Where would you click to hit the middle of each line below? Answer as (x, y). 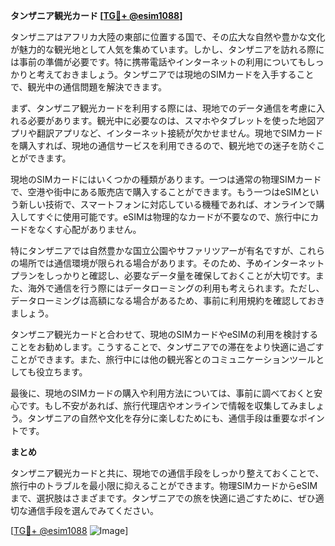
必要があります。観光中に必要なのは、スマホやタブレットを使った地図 (172, 120)
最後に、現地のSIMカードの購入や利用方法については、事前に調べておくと (162, 393)
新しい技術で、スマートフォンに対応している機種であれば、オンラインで (167, 204)
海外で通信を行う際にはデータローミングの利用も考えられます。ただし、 (176, 288)
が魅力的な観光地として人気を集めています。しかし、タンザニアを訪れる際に (167, 49)
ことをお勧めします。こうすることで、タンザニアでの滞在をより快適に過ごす (167, 347)
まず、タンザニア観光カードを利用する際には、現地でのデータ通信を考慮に (163, 108)
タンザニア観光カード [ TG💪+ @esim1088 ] (96, 15)
